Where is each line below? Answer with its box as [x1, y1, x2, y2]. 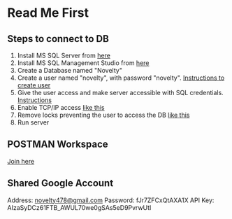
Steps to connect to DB [7, 33, 110, 45]
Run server [17, 118, 50, 127]
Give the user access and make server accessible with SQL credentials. [17, 89, 224, 97]
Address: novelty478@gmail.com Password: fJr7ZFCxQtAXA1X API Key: [7, 196, 215, 204]
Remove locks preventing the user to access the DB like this [17, 111, 190, 119]
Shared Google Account [7, 177, 114, 190]
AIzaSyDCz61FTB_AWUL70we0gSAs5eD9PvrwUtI [7, 203, 152, 211]
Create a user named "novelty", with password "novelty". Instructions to [17, 73, 225, 82]
